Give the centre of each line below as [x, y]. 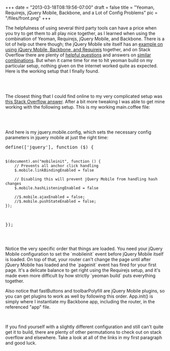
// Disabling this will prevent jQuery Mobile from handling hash [86, 179]
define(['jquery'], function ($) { [49, 147]
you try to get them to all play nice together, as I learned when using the [80, 33]
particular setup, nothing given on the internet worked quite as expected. [82, 66]
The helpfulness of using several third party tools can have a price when [81, 28]
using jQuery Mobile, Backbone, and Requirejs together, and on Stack [78, 50]
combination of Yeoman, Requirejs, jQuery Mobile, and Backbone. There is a [85, 39]
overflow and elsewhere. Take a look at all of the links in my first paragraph [84, 338]
